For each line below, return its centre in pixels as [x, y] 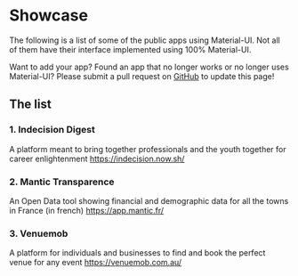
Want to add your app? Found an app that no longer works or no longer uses [149, 67]
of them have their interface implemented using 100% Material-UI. [130, 49]
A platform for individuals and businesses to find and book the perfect [137, 253]
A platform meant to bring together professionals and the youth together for [148, 149]
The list [30, 105]
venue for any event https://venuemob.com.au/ [96, 263]
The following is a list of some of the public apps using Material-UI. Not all [145, 40]
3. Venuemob [39, 233]
